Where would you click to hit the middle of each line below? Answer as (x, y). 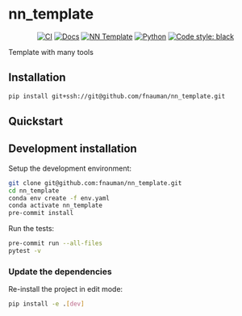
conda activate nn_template (56, 206)
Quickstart (36, 122)
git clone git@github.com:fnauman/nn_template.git (95, 183)
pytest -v (25, 251)
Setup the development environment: (70, 168)
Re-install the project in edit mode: (66, 289)
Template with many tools (51, 52)
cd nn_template (34, 191)
